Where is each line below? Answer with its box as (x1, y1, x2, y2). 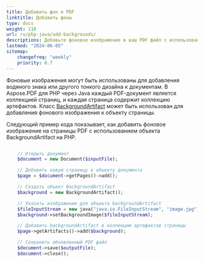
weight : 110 (6, 26, 36, 32)
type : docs (6, 20, 34, 26)
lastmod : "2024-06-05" (6, 43, 64, 49)
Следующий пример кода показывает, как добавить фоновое (6, 120, 166, 128)
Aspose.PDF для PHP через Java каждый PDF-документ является (6, 89, 177, 97)
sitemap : (6, 49, 29, 55)
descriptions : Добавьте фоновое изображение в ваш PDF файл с (6, 37, 167, 43)
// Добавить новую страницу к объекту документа (17, 167, 143, 173)
